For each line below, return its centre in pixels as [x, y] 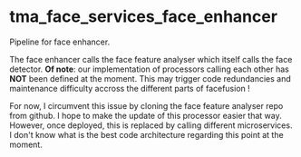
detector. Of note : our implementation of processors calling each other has [150, 69]
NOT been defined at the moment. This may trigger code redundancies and [150, 78]
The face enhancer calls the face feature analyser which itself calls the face [151, 59]
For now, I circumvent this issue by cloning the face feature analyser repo [146, 105]
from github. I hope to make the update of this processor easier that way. [146, 115]
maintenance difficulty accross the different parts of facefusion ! [130, 88]
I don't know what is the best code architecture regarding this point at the [146, 134]
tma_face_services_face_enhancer [144, 17]
